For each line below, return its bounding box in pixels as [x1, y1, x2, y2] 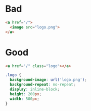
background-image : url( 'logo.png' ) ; [10, 77, 87, 82]
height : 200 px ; [10, 91, 42, 97]
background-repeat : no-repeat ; [10, 82, 76, 87]
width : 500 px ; [10, 96, 39, 101]
